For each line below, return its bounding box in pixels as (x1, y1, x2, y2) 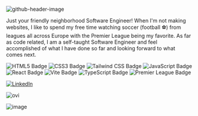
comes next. (6, 51, 37, 58)
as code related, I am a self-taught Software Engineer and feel (6, 38, 158, 46)
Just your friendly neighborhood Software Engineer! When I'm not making (6, 17, 186, 24)
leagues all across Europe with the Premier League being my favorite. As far (6, 33, 191, 39)
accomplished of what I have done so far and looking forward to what (6, 45, 176, 51)
